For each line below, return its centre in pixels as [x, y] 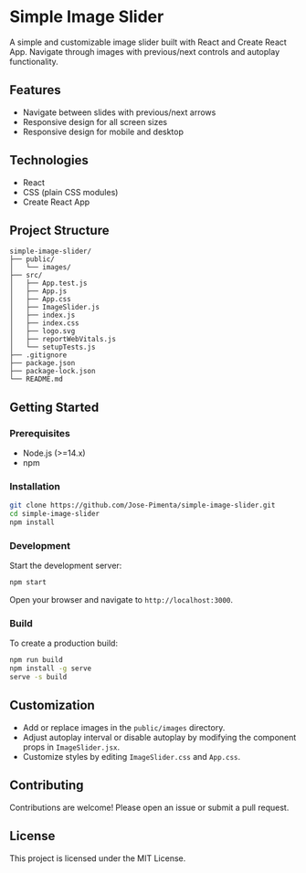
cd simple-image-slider [55, 514]
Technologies [49, 160]
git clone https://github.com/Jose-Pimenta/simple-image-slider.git [142, 505]
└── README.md [37, 379]
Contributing [47, 786]
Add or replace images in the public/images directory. [124, 727]
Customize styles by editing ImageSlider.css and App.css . [132, 756]
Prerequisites [40, 433]
